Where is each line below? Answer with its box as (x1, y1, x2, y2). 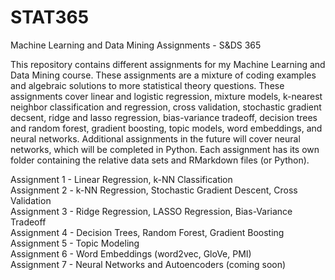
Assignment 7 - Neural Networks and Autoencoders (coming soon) (10, 258, 287, 270)
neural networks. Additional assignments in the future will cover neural (10, 132, 301, 145)
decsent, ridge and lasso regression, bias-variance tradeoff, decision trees (10, 111, 318, 123)
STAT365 (10, 6, 90, 29)
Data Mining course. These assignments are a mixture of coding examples (10, 69, 317, 81)
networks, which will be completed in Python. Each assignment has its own (10, 143, 320, 155)
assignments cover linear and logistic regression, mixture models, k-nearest (10, 90, 323, 102)
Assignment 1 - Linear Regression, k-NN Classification (10, 173, 233, 185)
